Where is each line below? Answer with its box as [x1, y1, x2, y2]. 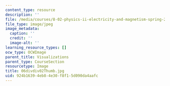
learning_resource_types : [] [5, 45, 67, 50]
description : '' [5, 12, 39, 17]
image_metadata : [5, 26, 39, 31]
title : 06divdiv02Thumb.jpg [5, 69, 65, 74]
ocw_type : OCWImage [5, 50, 47, 55]
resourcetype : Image [5, 64, 49, 69]
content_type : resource [5, 7, 56, 13]
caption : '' [10, 31, 35, 36]
